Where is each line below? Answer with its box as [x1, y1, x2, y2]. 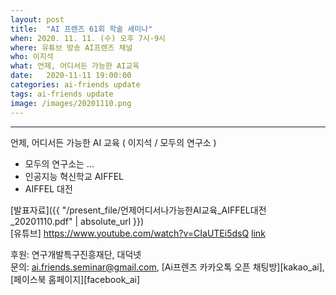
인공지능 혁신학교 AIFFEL [24, 170, 124, 182]
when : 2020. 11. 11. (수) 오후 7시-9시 [10, 33, 167, 43]
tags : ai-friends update [10, 89, 114, 99]
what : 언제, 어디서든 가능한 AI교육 [10, 61, 140, 71]
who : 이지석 [10, 52, 54, 62]
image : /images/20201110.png [10, 98, 132, 108]
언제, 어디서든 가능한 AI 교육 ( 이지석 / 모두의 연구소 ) [10, 136, 217, 148]
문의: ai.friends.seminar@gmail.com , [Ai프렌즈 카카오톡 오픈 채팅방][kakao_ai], [10, 261, 325, 273]
